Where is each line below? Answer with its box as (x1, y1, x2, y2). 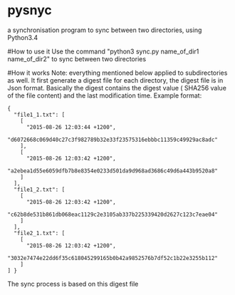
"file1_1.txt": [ (14, 111, 66, 118)
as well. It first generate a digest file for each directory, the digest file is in (7, 76, 224, 84)
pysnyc (7, 2, 52, 19)
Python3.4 (7, 33, 38, 41)
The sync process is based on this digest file (7, 279, 139, 288)
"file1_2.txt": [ (14, 186, 66, 193)
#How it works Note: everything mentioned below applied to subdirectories (7, 68, 228, 77)
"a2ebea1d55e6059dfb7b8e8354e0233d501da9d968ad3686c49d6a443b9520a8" (7, 167, 219, 175)
